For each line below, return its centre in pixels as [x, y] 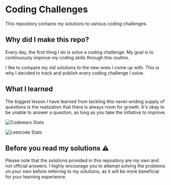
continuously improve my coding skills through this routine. [67, 57]
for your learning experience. [36, 177]
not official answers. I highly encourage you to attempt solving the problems [85, 166]
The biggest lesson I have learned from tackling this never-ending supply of [85, 101]
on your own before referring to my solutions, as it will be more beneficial [82, 171]
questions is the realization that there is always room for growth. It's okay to [85, 107]
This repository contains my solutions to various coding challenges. [76, 24]
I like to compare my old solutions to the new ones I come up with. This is [82, 67]
